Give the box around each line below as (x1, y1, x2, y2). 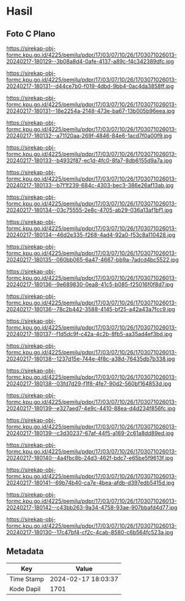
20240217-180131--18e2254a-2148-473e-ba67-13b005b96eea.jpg (6, 107, 175, 114)
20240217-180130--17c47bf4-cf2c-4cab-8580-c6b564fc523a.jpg (6, 529, 173, 536)
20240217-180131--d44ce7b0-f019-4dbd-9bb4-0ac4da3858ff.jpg (6, 82, 174, 90)
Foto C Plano (6, 29, 56, 39)
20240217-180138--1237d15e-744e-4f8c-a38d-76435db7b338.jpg (6, 355, 175, 362)
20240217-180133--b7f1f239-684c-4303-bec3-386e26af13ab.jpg (6, 182, 174, 189)
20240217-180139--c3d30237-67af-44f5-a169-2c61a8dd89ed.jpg (6, 430, 174, 437)
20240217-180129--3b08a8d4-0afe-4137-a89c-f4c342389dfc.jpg (6, 58, 174, 65)
